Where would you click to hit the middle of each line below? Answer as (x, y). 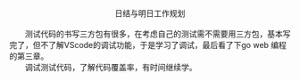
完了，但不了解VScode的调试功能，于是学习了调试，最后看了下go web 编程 (148, 45)
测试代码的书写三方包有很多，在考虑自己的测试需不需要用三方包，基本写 (158, 34)
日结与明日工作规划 (150, 13)
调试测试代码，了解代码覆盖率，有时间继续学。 (111, 67)
